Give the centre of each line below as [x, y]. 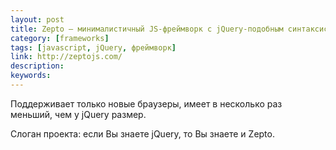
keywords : [31, 76]
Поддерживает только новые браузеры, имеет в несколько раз [146, 103]
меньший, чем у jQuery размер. [78, 114]
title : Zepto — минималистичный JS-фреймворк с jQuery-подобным [147, 29]
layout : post [37, 19]
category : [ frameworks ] [60, 38]
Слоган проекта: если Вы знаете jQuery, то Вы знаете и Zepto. [142, 133]
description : [37, 66]
